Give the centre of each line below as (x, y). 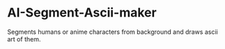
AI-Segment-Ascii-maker (82, 13)
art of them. (24, 39)
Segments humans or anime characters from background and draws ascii (113, 32)
